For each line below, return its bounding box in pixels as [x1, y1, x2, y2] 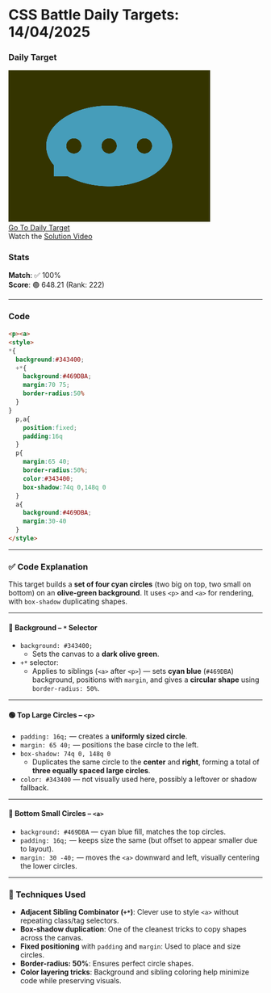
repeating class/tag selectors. [19, 915, 119, 926]
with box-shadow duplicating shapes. [8, 596, 127, 607]
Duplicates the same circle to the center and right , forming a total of [31, 757, 260, 767]
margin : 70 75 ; [23, 381, 70, 389]
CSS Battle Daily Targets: [8, 6, 180, 24]
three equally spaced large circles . [31, 765, 151, 775]
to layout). [19, 844, 54, 853]
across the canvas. [19, 933, 83, 943]
